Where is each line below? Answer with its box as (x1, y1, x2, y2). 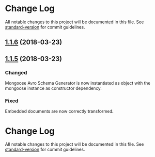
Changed (5, 69, 28, 76)
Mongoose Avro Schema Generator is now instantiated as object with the (5, 80, 151, 86)
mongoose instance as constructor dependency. (5, 85, 102, 91)
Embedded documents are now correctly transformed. (5, 109, 114, 114)
